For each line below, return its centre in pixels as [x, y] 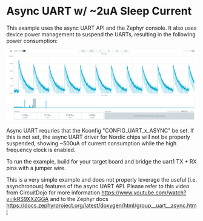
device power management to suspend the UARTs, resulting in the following [101, 34]
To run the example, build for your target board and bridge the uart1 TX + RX [101, 162]
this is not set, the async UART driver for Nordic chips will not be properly [98, 137]
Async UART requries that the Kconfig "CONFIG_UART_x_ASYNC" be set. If [100, 131]
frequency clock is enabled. [41, 150]
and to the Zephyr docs [79, 199]
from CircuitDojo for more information [53, 193]
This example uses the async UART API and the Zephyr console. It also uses [101, 28]
